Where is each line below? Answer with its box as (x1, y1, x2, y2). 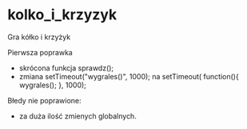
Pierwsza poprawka (7, 47, 73, 57)
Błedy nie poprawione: (7, 95, 82, 105)
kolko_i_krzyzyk (7, 6, 118, 24)
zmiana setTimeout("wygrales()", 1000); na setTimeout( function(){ (18, 71, 239, 81)
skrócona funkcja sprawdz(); (18, 62, 114, 73)
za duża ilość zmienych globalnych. (18, 111, 137, 121)
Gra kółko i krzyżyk (7, 32, 71, 42)
